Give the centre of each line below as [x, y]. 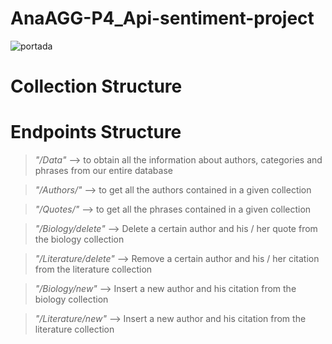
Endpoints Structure [96, 132]
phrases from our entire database [103, 171]
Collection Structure [96, 86]
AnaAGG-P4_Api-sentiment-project [162, 18]
